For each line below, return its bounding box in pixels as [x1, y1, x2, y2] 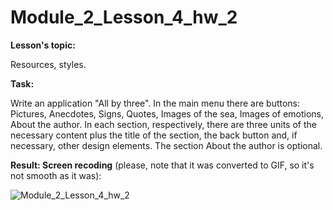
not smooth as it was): [10, 169, 102, 181]
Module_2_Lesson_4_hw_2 [10, 6, 238, 29]
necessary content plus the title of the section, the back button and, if [10, 129, 298, 141]
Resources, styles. [10, 58, 87, 70]
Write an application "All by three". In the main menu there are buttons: [10, 97, 301, 109]
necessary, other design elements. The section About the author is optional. [10, 139, 323, 151]
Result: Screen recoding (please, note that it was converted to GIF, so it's [10, 159, 315, 171]
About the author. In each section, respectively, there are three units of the [10, 118, 317, 130]
